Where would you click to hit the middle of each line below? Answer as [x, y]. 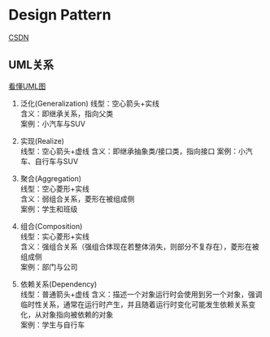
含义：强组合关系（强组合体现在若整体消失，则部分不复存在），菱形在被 [139, 246]
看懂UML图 [27, 86]
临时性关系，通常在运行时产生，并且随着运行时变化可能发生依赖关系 [134, 304]
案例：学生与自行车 [52, 324]
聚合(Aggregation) [51, 178]
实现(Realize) [42, 140]
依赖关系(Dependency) [59, 284]
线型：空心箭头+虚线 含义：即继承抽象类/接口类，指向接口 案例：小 [133, 151]
